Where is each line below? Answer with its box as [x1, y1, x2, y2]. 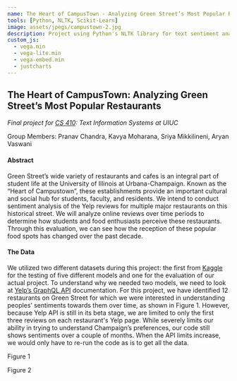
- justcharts [13, 63, 52, 70]
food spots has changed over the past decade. [7, 231, 143, 240]
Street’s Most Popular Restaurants [7, 100, 162, 112]
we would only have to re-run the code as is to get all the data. [7, 338, 189, 346]
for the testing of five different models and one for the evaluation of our [7, 271, 215, 279]
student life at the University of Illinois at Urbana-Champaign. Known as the [7, 179, 227, 188]
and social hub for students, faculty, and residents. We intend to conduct [7, 194, 219, 202]
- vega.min [13, 43, 46, 50]
